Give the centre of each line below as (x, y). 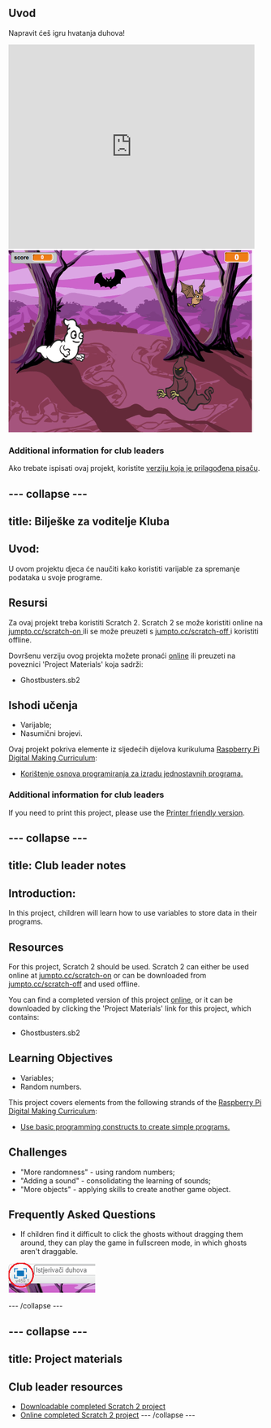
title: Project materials (66, 1359)
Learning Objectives (61, 1058)
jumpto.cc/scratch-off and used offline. (74, 984)
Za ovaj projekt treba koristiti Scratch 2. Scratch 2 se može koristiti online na (136, 622)
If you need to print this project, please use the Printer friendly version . (127, 812)
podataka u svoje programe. (56, 577)
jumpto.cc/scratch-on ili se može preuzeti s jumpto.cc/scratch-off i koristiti (133, 631)
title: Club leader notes (67, 866)
